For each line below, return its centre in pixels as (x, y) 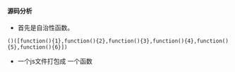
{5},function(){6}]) (38, 47)
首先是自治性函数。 (46, 28)
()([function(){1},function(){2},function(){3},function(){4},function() (118, 41)
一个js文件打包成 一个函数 (55, 61)
